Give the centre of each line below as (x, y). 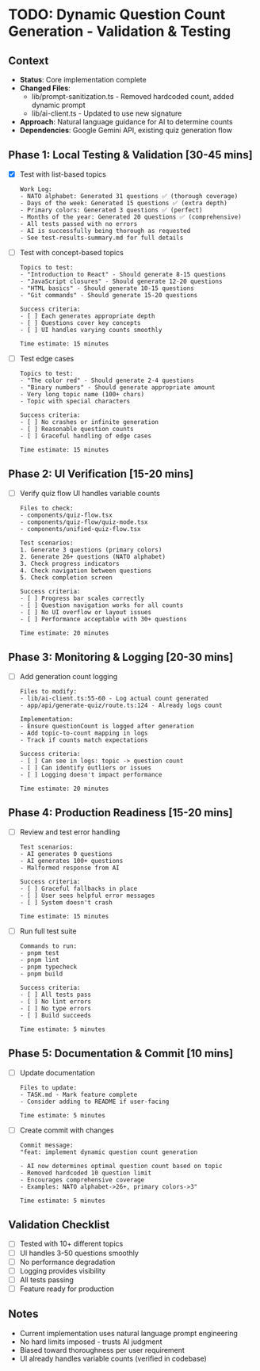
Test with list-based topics (63, 174)
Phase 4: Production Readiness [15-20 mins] (120, 813)
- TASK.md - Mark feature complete (78, 1094)
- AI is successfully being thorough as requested (105, 231)
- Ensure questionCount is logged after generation (107, 726)
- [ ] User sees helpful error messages (87, 896)
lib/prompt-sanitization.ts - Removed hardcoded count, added (133, 96)
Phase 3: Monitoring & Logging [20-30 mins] (121, 657)
